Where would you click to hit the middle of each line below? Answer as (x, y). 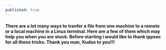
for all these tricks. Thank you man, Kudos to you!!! (60, 42)
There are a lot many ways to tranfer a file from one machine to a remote (82, 26)
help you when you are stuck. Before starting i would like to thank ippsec (83, 37)
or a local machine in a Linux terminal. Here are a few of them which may (83, 31)
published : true (22, 10)
